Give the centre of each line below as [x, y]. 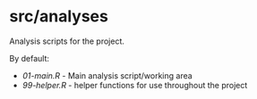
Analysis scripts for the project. [67, 41]
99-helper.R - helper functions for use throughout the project [135, 85]
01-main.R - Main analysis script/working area [107, 75]
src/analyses [59, 16]
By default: [30, 58]
